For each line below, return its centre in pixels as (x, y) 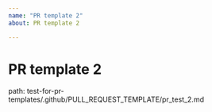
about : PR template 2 (44, 23)
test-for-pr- (46, 91)
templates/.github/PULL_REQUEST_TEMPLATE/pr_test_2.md (106, 99)
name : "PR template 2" (46, 15)
